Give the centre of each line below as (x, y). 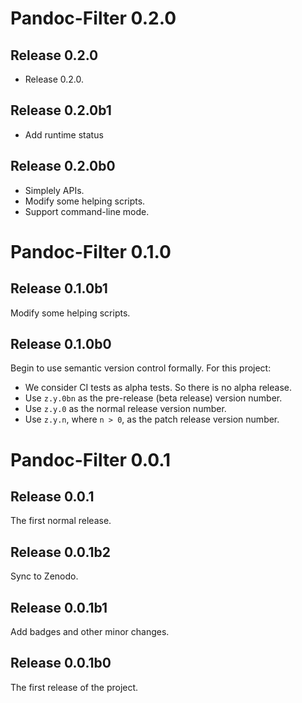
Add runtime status (64, 134)
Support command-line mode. (87, 211)
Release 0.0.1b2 (61, 552)
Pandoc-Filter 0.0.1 (91, 459)
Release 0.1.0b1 (59, 288)
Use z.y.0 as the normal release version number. (125, 409)
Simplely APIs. (54, 190)
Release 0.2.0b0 (63, 166)
